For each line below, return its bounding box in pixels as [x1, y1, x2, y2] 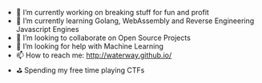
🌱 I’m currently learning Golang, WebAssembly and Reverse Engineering [15, 16, 255, 26]
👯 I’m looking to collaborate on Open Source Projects [15, 33, 191, 42]
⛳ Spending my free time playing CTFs [15, 65, 145, 75]
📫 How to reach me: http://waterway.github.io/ [15, 50, 172, 60]
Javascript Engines [15, 25, 79, 34]
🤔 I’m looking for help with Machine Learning [15, 41, 164, 51]
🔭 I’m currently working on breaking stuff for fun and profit [15, 8, 210, 17]
